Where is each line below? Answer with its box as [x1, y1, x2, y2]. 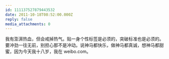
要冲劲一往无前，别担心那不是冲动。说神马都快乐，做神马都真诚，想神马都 [5, 42, 159, 48]
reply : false [5, 17, 33, 22]
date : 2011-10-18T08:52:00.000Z [5, 12, 73, 17]
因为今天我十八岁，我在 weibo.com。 [14, 48, 92, 54]
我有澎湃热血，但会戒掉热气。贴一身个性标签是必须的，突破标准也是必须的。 [5, 36, 164, 42]
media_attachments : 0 [5, 21, 51, 27]
